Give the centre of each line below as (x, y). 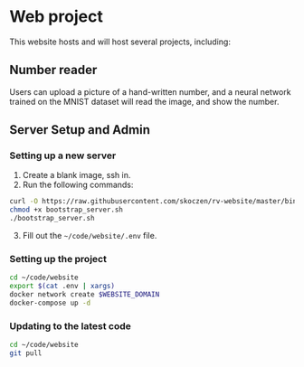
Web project (57, 17)
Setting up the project (58, 259)
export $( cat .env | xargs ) (62, 287)
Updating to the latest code (70, 325)
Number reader (53, 70)
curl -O (24, 202)
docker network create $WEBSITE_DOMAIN (85, 295)
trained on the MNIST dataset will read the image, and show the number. (144, 101)
